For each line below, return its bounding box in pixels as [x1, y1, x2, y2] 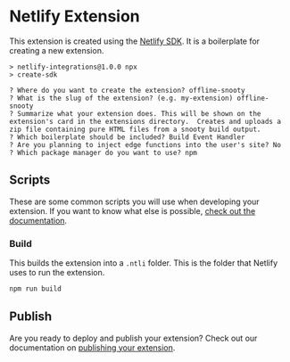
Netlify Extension [9, 6, 140, 27]
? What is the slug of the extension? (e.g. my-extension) [9, 94, 234, 103]
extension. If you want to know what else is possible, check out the [9, 205, 256, 216]
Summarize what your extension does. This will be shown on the [17, 109, 261, 118]
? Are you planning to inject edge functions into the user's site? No [9, 140, 281, 149]
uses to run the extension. [9, 267, 105, 278]
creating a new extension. [9, 45, 104, 55]
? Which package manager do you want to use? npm [9, 148, 198, 157]
